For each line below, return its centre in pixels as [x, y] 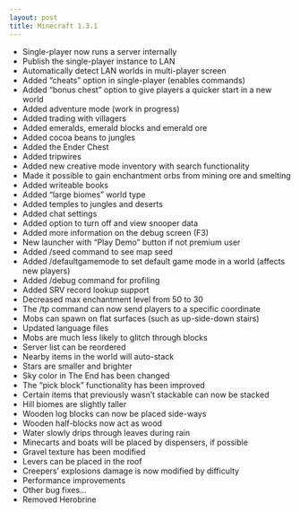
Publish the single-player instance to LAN [99, 61]
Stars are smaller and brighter [77, 366]
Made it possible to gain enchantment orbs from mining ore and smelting [156, 175]
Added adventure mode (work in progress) [101, 108]
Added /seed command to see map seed [97, 251]
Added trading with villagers [74, 118]
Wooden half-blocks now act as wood [92, 423]
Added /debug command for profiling [91, 280]
